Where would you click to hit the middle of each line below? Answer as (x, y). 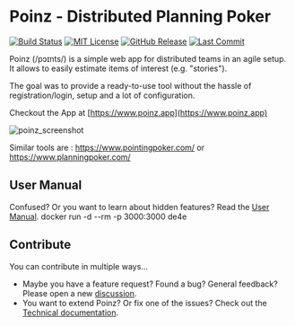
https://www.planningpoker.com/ (70, 157)
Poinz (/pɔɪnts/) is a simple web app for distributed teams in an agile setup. (148, 58)
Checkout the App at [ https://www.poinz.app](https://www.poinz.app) (139, 112)
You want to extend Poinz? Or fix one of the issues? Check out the (144, 303)
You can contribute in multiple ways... (78, 266)
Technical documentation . (70, 313)
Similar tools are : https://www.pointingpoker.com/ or (107, 147)
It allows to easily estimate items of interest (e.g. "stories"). (118, 68)
